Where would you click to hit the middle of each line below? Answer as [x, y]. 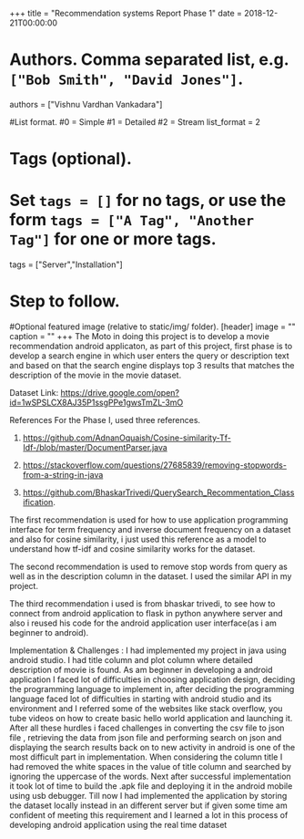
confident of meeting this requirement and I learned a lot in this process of [149, 815]
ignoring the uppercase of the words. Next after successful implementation [150, 776]
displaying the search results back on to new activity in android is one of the [152, 747]
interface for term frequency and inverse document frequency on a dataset [150, 529]
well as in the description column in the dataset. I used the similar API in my [151, 576]
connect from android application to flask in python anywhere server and [147, 613]
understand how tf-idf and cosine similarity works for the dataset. [132, 549]
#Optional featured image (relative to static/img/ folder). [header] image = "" [152, 326]
